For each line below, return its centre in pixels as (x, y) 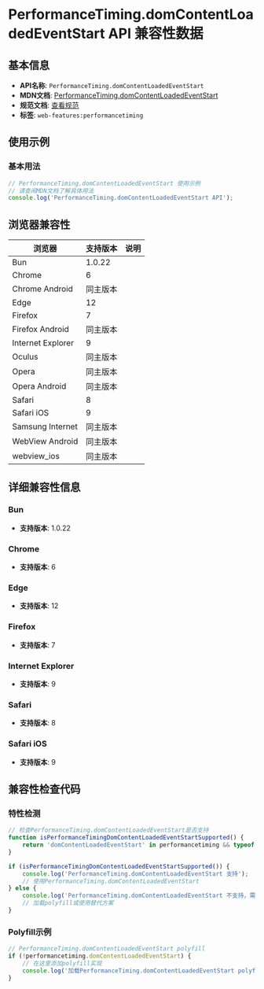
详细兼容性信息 (44, 487)
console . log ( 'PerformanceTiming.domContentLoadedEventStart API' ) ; (121, 198)
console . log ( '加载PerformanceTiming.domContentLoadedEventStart (128, 971)
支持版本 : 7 (37, 645)
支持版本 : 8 (38, 723)
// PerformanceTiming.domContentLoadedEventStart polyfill (107, 949)
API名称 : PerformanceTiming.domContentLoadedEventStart (112, 85)
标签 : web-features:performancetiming (81, 115)
